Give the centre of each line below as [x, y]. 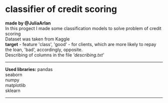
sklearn [13, 90]
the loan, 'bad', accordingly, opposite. [44, 49]
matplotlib [15, 85]
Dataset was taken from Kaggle [37, 39]
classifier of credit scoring [61, 9]
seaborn [14, 74]
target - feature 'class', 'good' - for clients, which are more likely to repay [81, 44]
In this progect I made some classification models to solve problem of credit [83, 28]
